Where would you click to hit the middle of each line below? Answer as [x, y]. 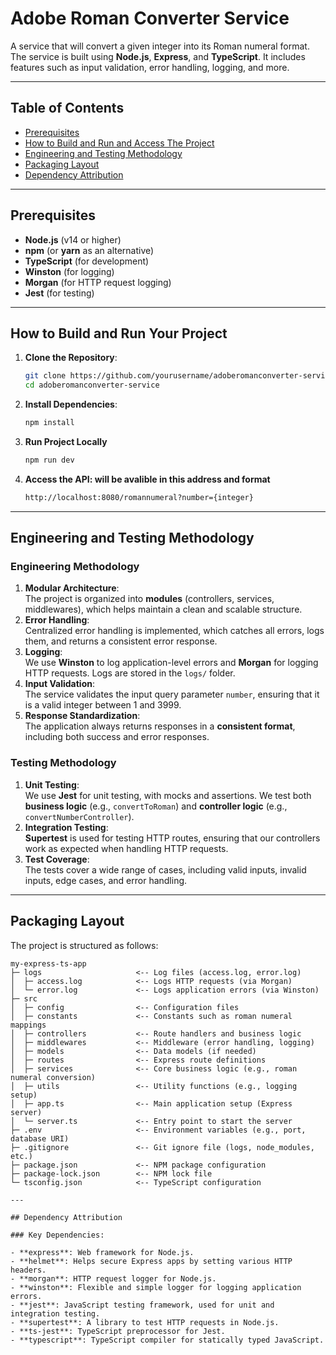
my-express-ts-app [48, 963]
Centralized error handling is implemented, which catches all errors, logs [174, 631]
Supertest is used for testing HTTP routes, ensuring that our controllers [172, 838]
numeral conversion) [53, 1077]
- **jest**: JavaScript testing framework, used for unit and [142, 1305]
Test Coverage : [57, 859]
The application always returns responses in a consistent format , [160, 726]
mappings [28, 1025]
